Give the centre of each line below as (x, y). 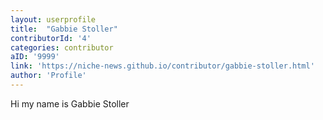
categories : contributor (62, 47)
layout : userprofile (53, 19)
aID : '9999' (35, 57)
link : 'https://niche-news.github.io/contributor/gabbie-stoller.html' (162, 66)
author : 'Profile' (48, 76)
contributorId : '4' (51, 38)
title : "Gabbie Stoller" (64, 29)
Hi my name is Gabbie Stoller (70, 103)
